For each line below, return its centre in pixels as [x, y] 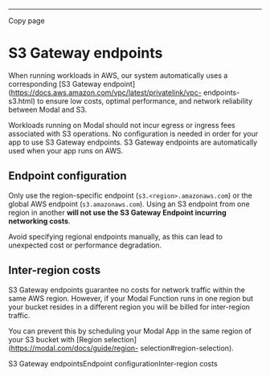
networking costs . [39, 221]
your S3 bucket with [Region [55, 339]
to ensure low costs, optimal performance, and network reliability [145, 100]
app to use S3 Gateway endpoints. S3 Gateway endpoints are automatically [133, 142]
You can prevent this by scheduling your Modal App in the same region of [130, 331]
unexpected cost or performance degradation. [85, 245]
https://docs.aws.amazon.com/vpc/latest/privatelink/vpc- [106, 92]
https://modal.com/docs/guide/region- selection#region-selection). [123, 348]
